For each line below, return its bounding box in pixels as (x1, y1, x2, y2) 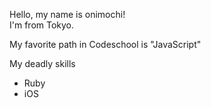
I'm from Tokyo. (9, 19, 75, 31)
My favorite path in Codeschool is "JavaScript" (9, 39, 202, 50)
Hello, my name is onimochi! (9, 9, 126, 20)
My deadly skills (9, 58, 76, 69)
